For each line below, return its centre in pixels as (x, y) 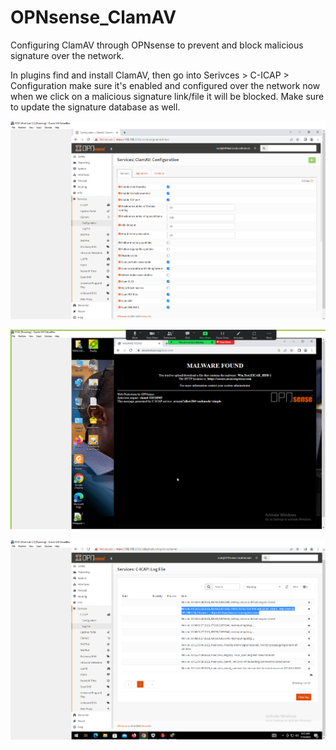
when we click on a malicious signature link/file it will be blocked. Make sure (167, 96)
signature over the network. (67, 55)
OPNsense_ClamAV (93, 17)
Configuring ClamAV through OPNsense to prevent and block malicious (157, 45)
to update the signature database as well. (95, 107)
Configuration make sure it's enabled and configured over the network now (165, 85)
